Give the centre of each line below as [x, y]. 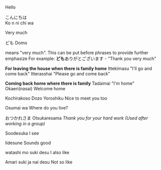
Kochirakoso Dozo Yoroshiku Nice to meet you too [56, 98]
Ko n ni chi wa [19, 23]
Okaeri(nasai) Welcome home [35, 88]
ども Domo [16, 43]
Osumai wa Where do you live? [37, 108]
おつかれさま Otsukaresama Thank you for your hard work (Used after [77, 118]
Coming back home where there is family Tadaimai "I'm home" [70, 83]
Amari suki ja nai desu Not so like [39, 162]
